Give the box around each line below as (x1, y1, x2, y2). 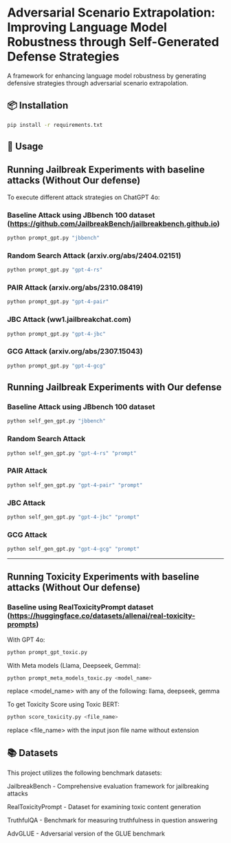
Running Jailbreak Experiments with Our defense (7, 381, 222, 394)
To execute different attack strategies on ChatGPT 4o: (7, 193, 160, 201)
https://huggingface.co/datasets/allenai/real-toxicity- (10, 611, 196, 621)
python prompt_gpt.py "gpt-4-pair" (7, 298, 109, 305)
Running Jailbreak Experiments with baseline (7, 164, 205, 176)
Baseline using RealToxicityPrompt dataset (7, 602, 154, 612)
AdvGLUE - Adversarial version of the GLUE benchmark (7, 829, 165, 838)
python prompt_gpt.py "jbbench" (7, 234, 100, 242)
